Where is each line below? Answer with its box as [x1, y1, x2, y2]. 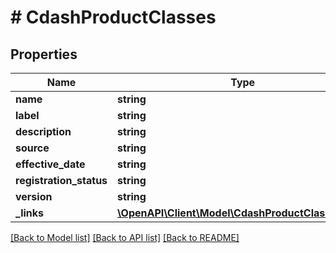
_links [15, 206, 45, 220]
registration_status [15, 174, 108, 187]
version [15, 190, 53, 203]
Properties [10, 46, 78, 63]
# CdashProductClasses [10, 6, 217, 29]
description [15, 125, 72, 138]
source [15, 141, 50, 155]
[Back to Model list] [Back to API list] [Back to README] [10, 232, 240, 243]
